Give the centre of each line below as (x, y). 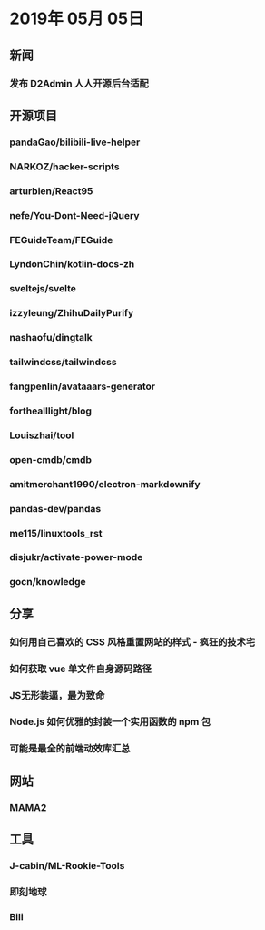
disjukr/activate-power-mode (76, 557)
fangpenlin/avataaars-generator (83, 386)
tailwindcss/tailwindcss (63, 363)
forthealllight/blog (51, 411)
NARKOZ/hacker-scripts (64, 167)
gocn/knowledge (48, 582)
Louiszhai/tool (42, 435)
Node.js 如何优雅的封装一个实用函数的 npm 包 (110, 722)
